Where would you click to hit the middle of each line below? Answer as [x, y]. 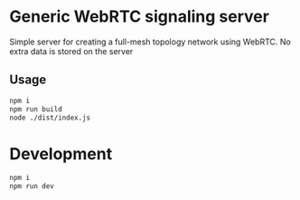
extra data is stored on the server [71, 51]
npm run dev [32, 186]
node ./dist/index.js [50, 118]
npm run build [36, 109]
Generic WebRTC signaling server [139, 17]
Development [61, 153]
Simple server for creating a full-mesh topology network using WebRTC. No [150, 42]
